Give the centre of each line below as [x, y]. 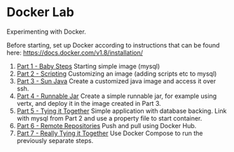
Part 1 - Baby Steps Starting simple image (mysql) [88, 66]
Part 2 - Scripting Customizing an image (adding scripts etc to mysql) [117, 74]
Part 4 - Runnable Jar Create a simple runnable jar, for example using [117, 96]
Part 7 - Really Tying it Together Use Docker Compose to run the [110, 133]
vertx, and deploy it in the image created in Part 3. [89, 103]
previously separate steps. [55, 140]
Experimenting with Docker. [47, 32]
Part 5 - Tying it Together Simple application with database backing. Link [122, 111]
